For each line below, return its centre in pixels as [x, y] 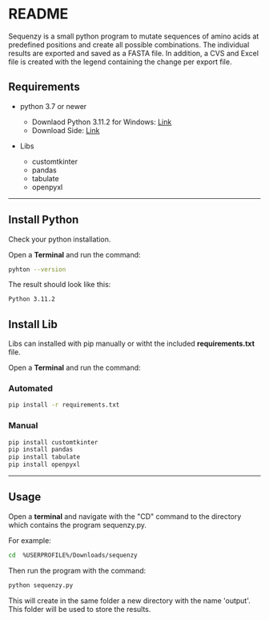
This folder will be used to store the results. [80, 609]
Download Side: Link [66, 130]
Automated [31, 388]
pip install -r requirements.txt [64, 405]
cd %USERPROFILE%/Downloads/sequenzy [73, 555]
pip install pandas [41, 450]
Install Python [44, 220]
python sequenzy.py [41, 585]
